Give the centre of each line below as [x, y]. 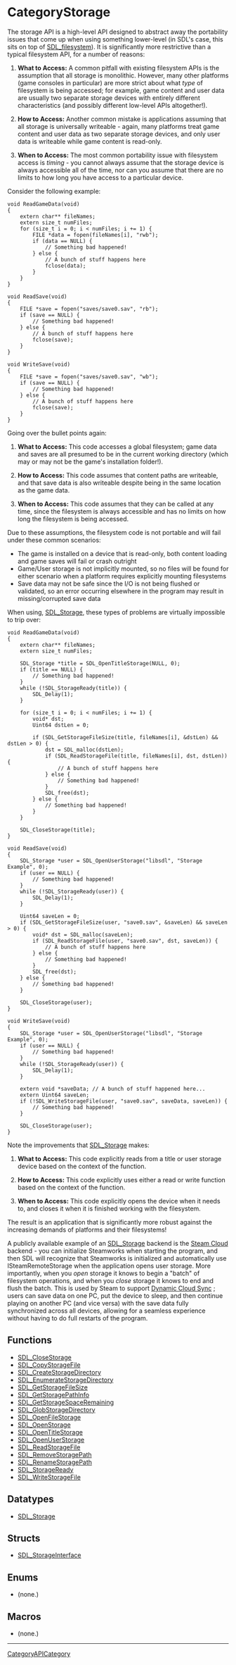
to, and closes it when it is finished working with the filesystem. [109, 1208]
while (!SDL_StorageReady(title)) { [74, 688]
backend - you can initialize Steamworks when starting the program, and [112, 1251]
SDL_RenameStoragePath [55, 1462]
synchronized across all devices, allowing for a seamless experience [106, 1311]
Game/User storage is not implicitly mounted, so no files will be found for [123, 569]
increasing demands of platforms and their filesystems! [87, 1230]
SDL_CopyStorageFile [49, 1365]
